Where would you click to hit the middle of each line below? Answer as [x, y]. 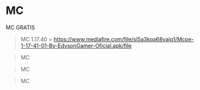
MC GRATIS [20, 27]
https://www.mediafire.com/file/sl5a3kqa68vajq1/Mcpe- [124, 39]
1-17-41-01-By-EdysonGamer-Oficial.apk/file [76, 46]
